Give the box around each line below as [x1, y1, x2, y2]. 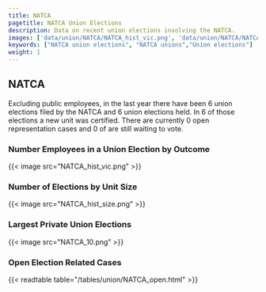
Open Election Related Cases [8, 256, 122, 267]
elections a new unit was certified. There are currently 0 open [8, 116, 210, 125]
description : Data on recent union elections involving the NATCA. [8, 26, 236, 34]
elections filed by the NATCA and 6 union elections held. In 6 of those [8, 107, 235, 116]
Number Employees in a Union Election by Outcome [8, 143, 211, 154]
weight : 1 [8, 48, 41, 56]
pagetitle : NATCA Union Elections [8, 19, 123, 27]
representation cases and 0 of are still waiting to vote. [8, 123, 184, 133]
